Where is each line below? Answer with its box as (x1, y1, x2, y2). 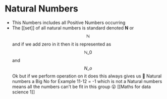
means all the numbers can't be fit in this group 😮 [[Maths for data (12, 83, 151, 89)
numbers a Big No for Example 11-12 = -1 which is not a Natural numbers (12, 78, 162, 84)
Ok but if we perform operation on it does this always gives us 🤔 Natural (12, 73, 162, 79)
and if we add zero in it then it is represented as (12, 41, 112, 47)
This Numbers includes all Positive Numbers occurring (12, 19, 126, 25)
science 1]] (12, 88, 35, 95)
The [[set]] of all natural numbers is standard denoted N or (12, 24, 134, 30)
